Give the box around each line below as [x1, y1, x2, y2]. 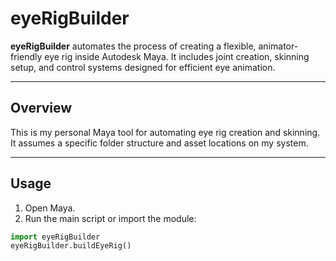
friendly [10, 50, 43, 62]
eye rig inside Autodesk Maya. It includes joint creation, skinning [44, 50, 310, 62]
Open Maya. [24, 202, 76, 214]
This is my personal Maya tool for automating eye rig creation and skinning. [10, 126, 321, 138]
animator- [258, 40, 299, 52]
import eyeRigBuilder [10, 232, 101, 242]
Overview [10, 100, 73, 117]
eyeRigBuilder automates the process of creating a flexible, [10, 40, 257, 52]
